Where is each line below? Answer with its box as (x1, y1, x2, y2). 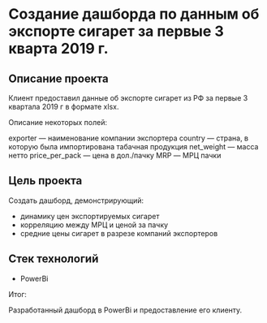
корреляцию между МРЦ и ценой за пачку (19, 220, 169, 230)
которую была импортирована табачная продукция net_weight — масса (8, 142, 259, 151)
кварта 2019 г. (8, 40, 109, 58)
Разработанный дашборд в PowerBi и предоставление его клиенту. (8, 305, 243, 315)
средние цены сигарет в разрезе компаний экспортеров (19, 228, 218, 238)
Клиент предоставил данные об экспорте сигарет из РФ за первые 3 (8, 93, 248, 102)
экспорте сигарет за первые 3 (8, 22, 225, 41)
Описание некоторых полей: (8, 118, 108, 127)
